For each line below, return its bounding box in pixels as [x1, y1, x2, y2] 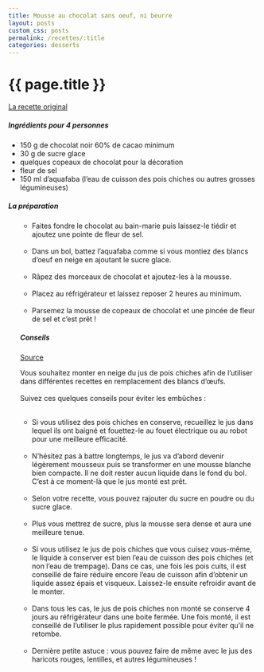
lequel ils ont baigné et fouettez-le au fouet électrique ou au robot [31, 426, 248, 435]
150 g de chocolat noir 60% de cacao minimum [19, 140, 175, 150]
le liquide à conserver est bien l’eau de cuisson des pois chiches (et [31, 552, 254, 562]
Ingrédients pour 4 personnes [8, 120, 109, 130]
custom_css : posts [8, 26, 69, 34]
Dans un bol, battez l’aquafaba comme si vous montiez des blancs [31, 246, 249, 256]
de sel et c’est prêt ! [31, 314, 97, 324]
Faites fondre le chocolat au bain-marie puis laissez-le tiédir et [31, 221, 237, 230]
